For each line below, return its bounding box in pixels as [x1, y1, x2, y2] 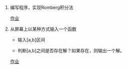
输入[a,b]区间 [17, 37, 45, 43]
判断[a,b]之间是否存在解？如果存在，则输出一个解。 [17, 48, 125, 53]
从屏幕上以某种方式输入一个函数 [10, 26, 77, 32]
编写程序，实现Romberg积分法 [10, 5, 74, 10]
